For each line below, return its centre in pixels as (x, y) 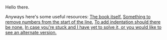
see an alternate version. (31, 32)
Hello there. (17, 7)
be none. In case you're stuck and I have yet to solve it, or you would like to (83, 27)
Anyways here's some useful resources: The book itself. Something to (78, 17)
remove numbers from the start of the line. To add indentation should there (83, 22)
